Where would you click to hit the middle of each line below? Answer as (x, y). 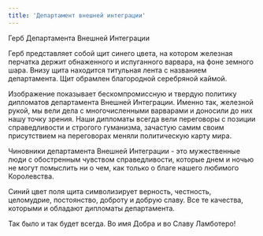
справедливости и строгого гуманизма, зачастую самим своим (116, 127)
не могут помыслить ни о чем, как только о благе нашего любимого (124, 167)
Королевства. (31, 176)
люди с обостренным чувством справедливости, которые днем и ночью (131, 159)
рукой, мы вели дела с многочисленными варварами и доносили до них (131, 111)
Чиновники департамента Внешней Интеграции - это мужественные (124, 151)
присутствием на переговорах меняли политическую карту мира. (120, 136)
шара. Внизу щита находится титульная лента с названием (107, 70)
